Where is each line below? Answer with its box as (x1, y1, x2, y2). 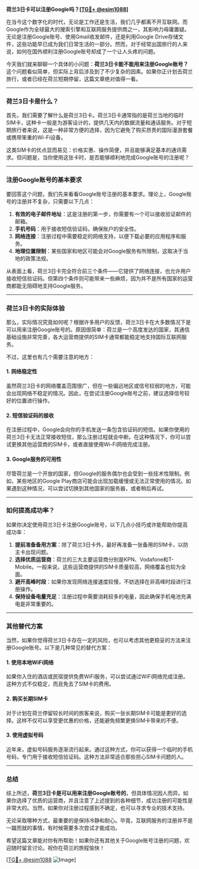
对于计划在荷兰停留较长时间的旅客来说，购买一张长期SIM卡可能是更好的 (6, 709, 182, 716)
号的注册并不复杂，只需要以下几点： (6, 198, 95, 205)
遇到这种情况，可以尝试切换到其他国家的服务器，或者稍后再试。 (11, 485, 167, 492)
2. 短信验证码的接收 (6, 412, 54, 419)
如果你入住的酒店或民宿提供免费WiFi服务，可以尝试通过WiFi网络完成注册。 (6, 673, 188, 680)
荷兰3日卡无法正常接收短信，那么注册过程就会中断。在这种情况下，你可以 (6, 434, 186, 441)
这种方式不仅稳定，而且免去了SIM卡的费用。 (6, 681, 114, 688)
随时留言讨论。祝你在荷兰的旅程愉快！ (11, 844, 105, 851)
